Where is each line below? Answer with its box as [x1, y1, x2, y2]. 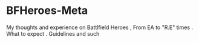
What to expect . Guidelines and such [6, 30, 100, 37]
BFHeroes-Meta [6, 4, 88, 18]
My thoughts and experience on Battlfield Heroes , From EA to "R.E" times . [6, 24, 194, 31]
